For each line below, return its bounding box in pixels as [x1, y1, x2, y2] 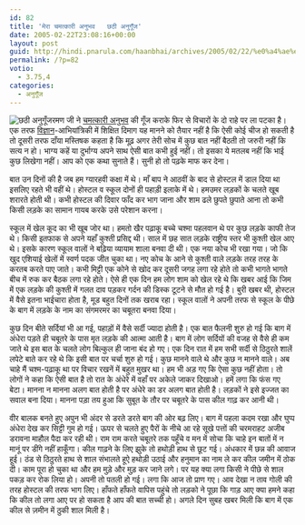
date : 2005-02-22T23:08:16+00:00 [9, 30, 136, 39]
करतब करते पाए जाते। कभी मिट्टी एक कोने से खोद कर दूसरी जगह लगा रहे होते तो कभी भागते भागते [9, 263, 288, 274]
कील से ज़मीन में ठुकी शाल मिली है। [9, 504, 111, 515]
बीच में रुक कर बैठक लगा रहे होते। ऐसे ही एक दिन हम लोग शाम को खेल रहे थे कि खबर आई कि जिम [9, 274, 292, 285]
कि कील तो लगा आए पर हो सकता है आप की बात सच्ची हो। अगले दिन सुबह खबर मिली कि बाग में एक [9, 494, 293, 505]
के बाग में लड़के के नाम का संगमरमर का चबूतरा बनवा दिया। [9, 304, 177, 315]
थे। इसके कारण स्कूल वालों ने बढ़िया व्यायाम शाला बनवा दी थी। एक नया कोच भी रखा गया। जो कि [9, 243, 288, 254]
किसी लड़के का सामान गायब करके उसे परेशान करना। [9, 204, 163, 215]
